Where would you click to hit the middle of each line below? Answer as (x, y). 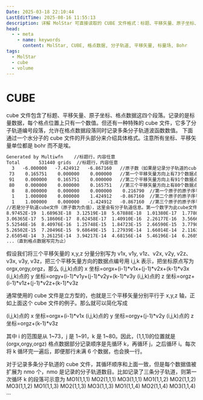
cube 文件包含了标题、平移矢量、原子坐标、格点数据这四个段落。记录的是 (98, 115)
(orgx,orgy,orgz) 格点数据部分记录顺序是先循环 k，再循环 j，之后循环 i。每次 (101, 344)
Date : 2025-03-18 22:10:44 (40, 12)
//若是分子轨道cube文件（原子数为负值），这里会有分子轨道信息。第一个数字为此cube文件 (102, 208)
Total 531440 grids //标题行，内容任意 (62, 163)
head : (13, 29)
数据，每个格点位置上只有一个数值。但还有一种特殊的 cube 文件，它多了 (101, 123)
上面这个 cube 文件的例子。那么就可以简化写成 (69, 303)
